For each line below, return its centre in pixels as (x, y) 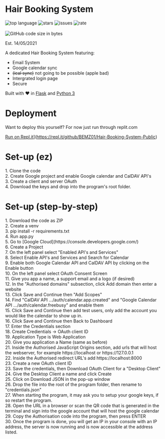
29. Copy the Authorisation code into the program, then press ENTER (76, 416)
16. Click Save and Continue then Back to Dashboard (59, 321)
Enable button (19, 268)
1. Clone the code (23, 171)
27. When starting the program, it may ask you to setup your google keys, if (82, 395)
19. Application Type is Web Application (45, 336)
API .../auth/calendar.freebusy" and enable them (55, 305)
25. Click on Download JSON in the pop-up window (58, 379)
